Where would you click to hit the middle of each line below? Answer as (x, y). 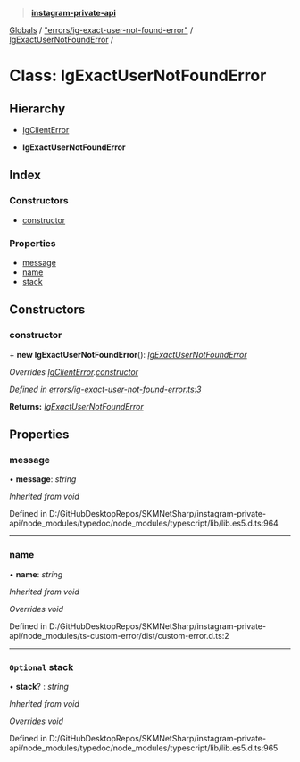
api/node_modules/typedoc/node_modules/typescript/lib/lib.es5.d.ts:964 (144, 523)
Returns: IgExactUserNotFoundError (77, 406)
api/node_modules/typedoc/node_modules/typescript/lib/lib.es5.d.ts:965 (144, 748)
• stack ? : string (39, 686)
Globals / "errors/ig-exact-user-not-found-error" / (101, 30)
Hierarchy (37, 108)
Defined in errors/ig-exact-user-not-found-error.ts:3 (105, 389)
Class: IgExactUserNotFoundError (138, 76)
